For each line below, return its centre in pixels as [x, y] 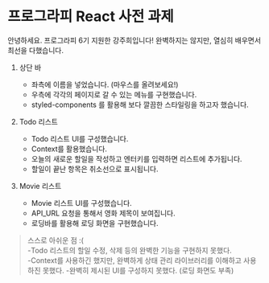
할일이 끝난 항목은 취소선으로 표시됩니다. [95, 169]
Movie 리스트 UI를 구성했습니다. [81, 203]
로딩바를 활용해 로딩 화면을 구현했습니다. [95, 223]
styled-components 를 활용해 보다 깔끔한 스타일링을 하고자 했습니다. [140, 105]
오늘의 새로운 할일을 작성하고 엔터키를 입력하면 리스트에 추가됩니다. [137, 158]
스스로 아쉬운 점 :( [55, 240]
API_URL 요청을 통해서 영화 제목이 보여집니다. [103, 213]
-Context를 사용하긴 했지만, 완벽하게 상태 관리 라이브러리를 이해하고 [134, 260]
